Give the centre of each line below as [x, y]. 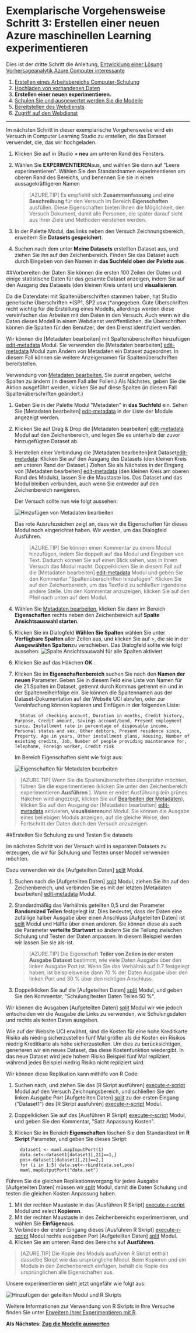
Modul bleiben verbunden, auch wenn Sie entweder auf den [87, 484]
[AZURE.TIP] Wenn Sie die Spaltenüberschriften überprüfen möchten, [104, 780]
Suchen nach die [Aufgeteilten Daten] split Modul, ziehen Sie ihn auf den [102, 881]
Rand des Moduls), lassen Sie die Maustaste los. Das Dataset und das [98, 477]
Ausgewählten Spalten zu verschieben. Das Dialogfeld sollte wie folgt [98, 645]
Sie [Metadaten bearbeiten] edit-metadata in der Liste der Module [94, 411]
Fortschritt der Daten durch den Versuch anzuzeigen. [84, 823]
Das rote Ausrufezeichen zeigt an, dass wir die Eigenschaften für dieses [101, 524]
